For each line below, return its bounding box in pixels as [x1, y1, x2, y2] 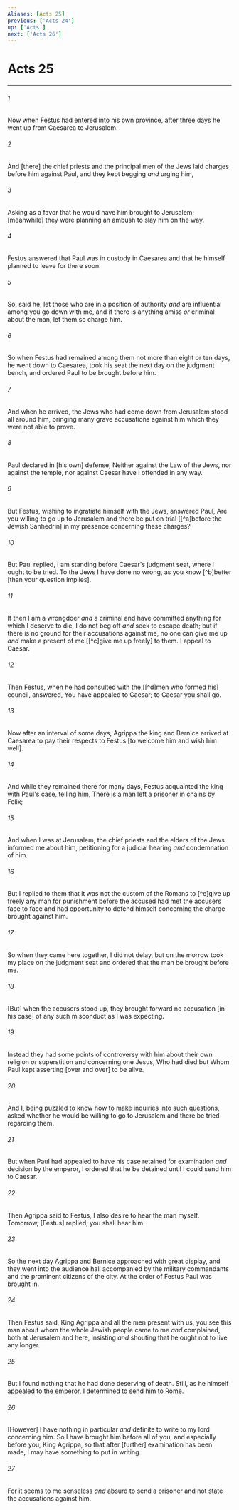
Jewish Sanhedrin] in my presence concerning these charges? [7, 522, 191, 531]
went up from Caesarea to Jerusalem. [7, 123, 118, 132]
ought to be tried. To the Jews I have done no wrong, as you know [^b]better [7, 568, 232, 576]
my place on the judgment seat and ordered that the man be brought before [7, 958, 229, 966]
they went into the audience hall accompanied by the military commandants [7, 1264, 229, 1273]
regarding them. [7, 1119, 55, 1128]
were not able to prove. [7, 422, 75, 431]
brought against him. [7, 912, 68, 921]
